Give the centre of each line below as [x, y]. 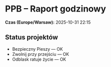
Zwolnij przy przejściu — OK [40, 54]
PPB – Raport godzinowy [55, 9]
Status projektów [32, 37]
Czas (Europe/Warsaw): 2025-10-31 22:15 [48, 22]
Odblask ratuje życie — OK [39, 59]
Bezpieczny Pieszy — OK [37, 49]
